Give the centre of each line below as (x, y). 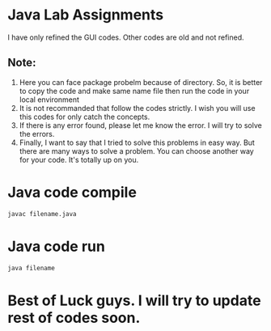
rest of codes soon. (74, 318)
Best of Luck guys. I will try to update (134, 300)
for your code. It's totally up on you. (79, 159)
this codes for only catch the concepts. (85, 117)
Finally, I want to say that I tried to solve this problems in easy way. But (137, 142)
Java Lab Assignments (85, 15)
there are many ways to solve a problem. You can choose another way (136, 151)
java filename (32, 268)
